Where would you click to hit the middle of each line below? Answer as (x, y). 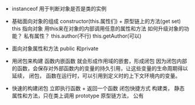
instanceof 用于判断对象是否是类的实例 (59, 9)
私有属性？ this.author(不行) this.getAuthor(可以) (82, 36)
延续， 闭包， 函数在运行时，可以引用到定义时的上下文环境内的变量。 (96, 76)
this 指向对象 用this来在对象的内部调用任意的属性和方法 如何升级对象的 (98, 29)
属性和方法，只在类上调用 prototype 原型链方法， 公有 (77, 96)
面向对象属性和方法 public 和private (55, 48)
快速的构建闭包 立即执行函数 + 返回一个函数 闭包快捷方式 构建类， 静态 (98, 88)
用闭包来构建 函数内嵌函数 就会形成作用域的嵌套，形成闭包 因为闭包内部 (99, 61)
